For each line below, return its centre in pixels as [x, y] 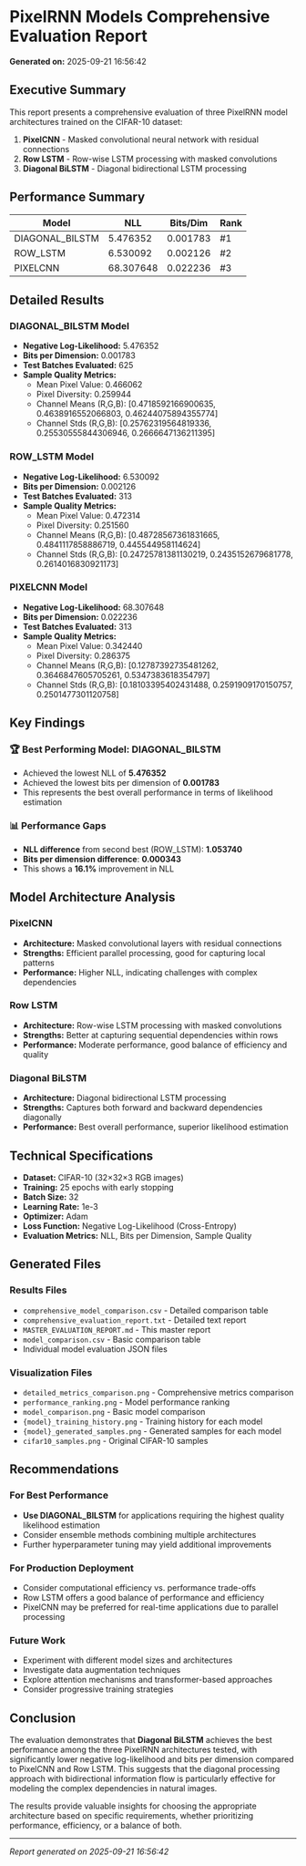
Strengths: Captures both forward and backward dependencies [143, 1108]
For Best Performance [59, 1495]
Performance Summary [77, 197]
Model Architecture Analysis [92, 897]
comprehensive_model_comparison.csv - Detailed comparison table [145, 1310]
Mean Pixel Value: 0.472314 [88, 515]
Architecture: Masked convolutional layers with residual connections [152, 943]
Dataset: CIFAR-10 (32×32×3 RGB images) [103, 1177]
